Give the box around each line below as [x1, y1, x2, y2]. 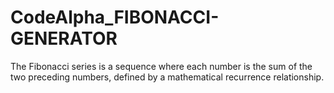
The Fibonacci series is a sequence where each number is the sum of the [10, 60, 313, 72]
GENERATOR [10, 27, 118, 50]
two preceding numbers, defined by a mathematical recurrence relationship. [10, 71, 325, 83]
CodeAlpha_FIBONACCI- [10, 6, 220, 29]
